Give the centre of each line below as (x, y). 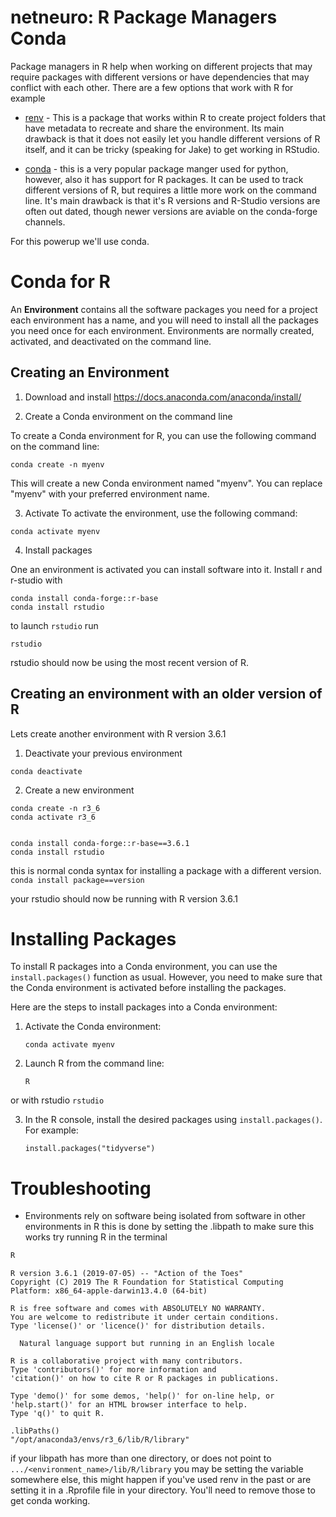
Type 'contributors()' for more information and (113, 1370)
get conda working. (50, 1501)
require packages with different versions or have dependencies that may (160, 77)
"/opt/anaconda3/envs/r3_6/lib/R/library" (100, 1440)
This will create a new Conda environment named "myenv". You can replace (166, 483)
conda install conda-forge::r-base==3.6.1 (100, 843)
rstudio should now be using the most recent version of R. (130, 662)
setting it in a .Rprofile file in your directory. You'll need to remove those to (163, 1490)
